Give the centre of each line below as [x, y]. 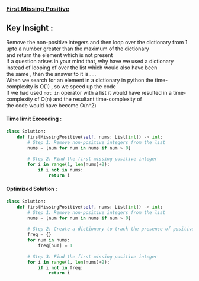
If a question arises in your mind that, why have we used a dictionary [90, 61]
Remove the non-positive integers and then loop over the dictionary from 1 [97, 42]
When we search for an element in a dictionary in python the [80, 80]
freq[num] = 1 [55, 246]
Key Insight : [30, 28]
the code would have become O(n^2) [51, 105]
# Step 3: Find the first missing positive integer [93, 257]
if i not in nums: [60, 170]
